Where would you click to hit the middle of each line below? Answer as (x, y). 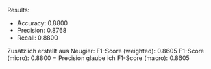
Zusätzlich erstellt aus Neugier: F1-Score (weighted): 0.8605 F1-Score (105, 51)
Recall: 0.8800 (37, 38)
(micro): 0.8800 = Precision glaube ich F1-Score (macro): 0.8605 (98, 58)
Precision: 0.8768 (42, 30)
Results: (18, 10)
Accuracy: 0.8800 (42, 23)
